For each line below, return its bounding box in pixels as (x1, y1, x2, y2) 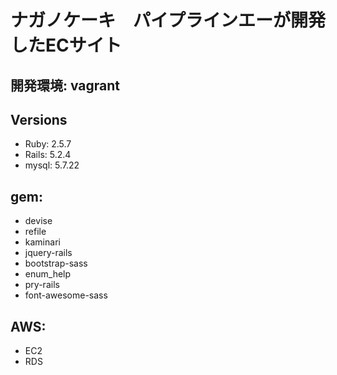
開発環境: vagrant (10, 77, 121, 94)
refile (24, 226, 47, 238)
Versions (10, 111, 68, 128)
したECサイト (10, 34, 122, 57)
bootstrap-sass (24, 257, 88, 270)
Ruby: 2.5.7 (24, 138, 72, 150)
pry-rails (24, 279, 60, 291)
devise (24, 215, 53, 227)
